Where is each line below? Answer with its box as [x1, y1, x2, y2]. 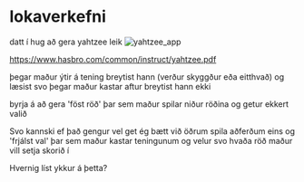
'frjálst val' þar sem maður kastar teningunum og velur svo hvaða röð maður [9, 135, 293, 146]
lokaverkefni [9, 6, 107, 27]
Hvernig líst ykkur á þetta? [9, 162, 108, 173]
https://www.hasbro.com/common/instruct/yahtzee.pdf [9, 53, 217, 64]
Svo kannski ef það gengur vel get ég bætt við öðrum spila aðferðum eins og [9, 125, 296, 137]
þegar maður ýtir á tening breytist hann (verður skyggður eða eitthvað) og [9, 71, 285, 82]
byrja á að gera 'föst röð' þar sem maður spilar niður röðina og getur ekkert [9, 98, 289, 110]
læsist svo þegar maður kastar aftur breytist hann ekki [9, 81, 211, 91]
